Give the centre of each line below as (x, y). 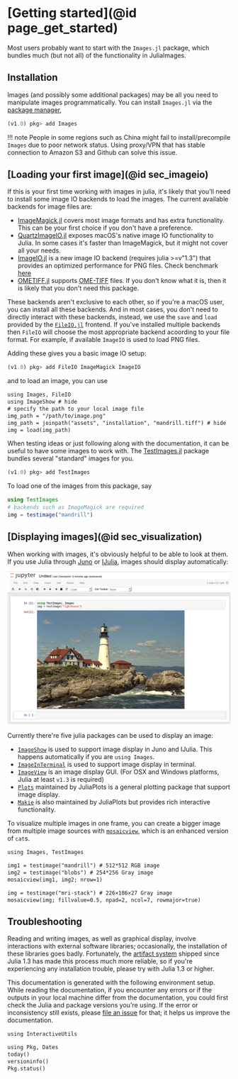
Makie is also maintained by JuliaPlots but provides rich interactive (114, 802)
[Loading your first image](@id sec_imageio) (108, 175)
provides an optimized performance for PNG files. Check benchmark (118, 266)
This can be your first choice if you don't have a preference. (105, 228)
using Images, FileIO (39, 395)
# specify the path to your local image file (75, 409)
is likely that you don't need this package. (78, 288)
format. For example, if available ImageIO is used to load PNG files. (104, 340)
